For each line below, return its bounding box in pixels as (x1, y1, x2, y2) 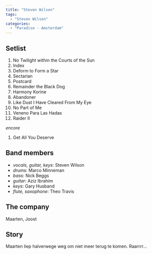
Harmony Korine (12, 89, 47, 95)
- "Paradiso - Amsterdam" (10, 26, 64, 31)
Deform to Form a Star (12, 67, 59, 73)
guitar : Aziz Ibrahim (12, 178, 54, 184)
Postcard (12, 78, 32, 84)
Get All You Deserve (12, 134, 54, 140)
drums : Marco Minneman (12, 167, 65, 173)
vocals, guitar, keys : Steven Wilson (12, 162, 85, 168)
